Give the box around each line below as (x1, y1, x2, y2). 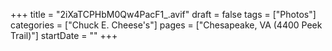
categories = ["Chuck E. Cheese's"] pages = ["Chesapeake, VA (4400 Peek (10, 19, 323, 31)
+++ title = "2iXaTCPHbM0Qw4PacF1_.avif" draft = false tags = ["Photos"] (10, 9, 317, 20)
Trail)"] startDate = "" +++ (10, 30, 118, 41)
